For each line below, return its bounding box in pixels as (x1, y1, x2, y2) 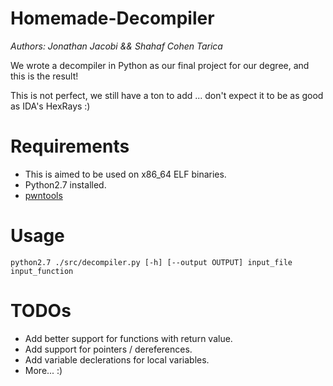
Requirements (10, 135, 130, 158)
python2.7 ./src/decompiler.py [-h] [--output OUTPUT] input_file (10, 257, 293, 267)
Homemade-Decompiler (10, 7, 215, 30)
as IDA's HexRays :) (10, 100, 91, 112)
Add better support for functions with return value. (24, 332, 233, 344)
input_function (10, 266, 74, 276)
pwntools (24, 189, 63, 201)
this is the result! (10, 70, 79, 82)
